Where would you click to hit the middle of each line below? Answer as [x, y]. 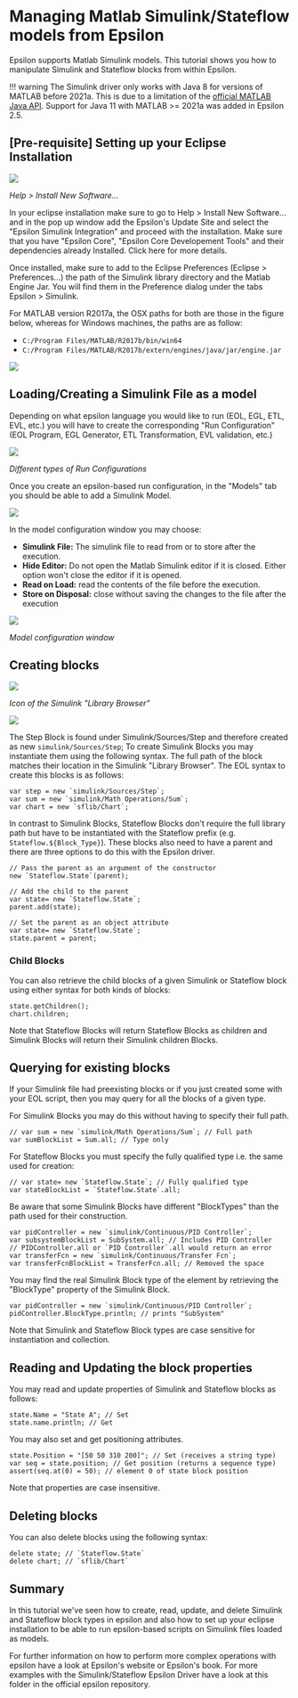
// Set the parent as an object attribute [89, 923]
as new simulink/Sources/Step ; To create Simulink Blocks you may [131, 747]
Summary [37, 1589]
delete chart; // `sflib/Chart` [69, 1562]
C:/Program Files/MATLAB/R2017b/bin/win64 [102, 340]
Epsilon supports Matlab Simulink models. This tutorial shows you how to [143, 60]
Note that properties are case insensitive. [85, 1488]
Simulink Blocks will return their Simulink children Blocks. [114, 1040]
